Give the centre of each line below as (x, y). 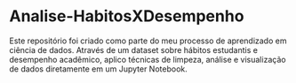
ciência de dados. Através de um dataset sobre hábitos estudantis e (133, 49)
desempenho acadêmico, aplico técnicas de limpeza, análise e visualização (148, 59)
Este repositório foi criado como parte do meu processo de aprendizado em (148, 41)
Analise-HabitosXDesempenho (127, 16)
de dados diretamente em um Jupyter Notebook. (99, 69)
